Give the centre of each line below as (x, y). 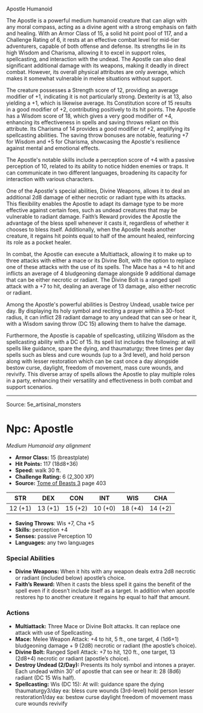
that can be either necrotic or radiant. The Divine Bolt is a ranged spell (94, 280)
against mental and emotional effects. (53, 148)
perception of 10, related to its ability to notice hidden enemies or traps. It (97, 166)
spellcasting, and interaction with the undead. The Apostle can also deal (96, 59)
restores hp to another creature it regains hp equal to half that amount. (103, 597)
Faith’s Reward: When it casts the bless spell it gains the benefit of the (103, 585)
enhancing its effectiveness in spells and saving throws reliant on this (93, 122)
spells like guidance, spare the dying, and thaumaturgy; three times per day (100, 348)
